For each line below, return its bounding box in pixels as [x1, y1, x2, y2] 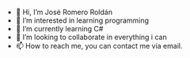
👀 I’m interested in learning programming [15, 16, 149, 25]
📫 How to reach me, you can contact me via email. [15, 42, 183, 50]
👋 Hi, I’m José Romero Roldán [15, 8, 113, 16]
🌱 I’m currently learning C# [15, 24, 104, 33]
